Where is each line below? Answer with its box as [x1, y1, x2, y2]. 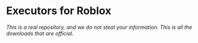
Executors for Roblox [6, 4, 111, 18]
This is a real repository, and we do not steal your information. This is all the [6, 24, 193, 31]
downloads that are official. [6, 29, 74, 37]
